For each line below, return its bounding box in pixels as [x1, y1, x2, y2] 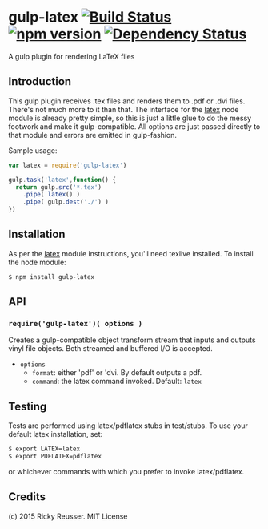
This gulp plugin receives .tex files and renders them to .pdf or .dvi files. [8, 96, 246, 106]
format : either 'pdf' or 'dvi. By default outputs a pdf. [31, 368, 202, 378]
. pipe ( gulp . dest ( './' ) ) [22, 198, 110, 206]
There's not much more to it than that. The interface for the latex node [8, 104, 239, 114]
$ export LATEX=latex [8, 445, 81, 453]
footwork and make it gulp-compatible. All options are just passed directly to [8, 121, 261, 131]
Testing [8, 399, 47, 413]
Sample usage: [8, 145, 58, 155]
